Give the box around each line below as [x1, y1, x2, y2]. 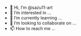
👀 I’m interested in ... [9, 10, 52, 16]
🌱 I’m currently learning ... [9, 15, 62, 20]
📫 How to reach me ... [9, 26, 55, 31]
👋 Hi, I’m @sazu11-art [9, 5, 53, 10]
